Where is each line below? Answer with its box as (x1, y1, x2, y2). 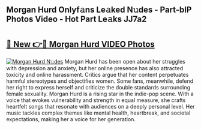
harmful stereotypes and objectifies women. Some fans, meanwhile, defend (6, 77, 194, 85)
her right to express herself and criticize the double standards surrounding (6, 84, 191, 91)
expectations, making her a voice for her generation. (6, 116, 136, 122)
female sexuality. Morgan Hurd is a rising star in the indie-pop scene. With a (6, 90, 194, 97)
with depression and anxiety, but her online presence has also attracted (6, 65, 184, 71)
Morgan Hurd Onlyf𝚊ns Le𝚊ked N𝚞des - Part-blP (6, 5, 192, 15)
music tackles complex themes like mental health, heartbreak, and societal (6, 109, 191, 116)
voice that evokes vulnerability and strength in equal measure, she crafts (6, 97, 186, 104)
